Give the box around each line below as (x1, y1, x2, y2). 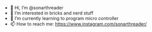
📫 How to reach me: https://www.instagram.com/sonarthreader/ (10, 21, 147, 27)
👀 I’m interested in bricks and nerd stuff (10, 10, 94, 16)
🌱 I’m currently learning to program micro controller (10, 15, 119, 21)
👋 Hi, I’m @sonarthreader (10, 5, 63, 10)
